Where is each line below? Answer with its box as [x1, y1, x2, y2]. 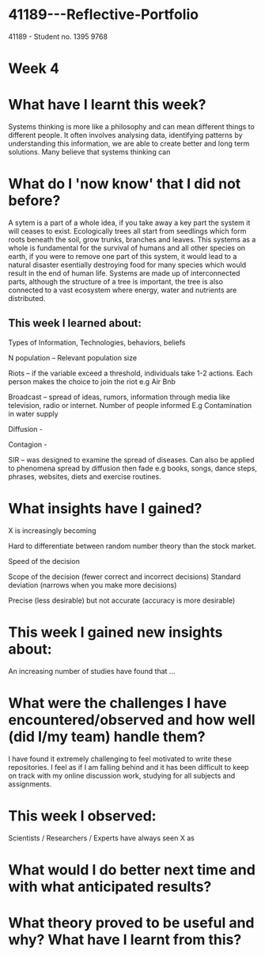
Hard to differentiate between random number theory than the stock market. [8, 541, 256, 550]
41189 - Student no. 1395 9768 [8, 32, 108, 41]
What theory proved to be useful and [8, 913, 255, 931]
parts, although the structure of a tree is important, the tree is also [8, 277, 224, 286]
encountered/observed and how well [8, 710, 256, 729]
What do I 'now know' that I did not [8, 175, 241, 193]
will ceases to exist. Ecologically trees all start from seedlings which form [8, 227, 247, 235]
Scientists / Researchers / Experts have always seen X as [8, 833, 195, 843]
